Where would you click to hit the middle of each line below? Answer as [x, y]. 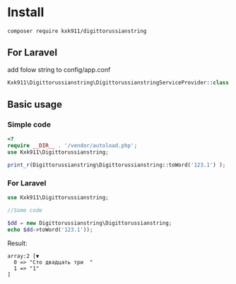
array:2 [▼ [23, 256]
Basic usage [35, 105]
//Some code [25, 210]
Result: [17, 243]
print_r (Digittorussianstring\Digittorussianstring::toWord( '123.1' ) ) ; [117, 165]
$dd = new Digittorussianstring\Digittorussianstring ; [90, 223]
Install [26, 12]
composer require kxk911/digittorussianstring [77, 31]
